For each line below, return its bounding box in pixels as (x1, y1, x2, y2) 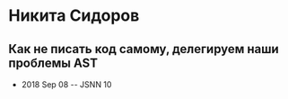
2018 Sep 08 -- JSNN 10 (21, 79, 112, 90)
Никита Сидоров (8, 5, 140, 26)
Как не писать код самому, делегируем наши (8, 41, 279, 57)
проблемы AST (8, 55, 98, 70)
